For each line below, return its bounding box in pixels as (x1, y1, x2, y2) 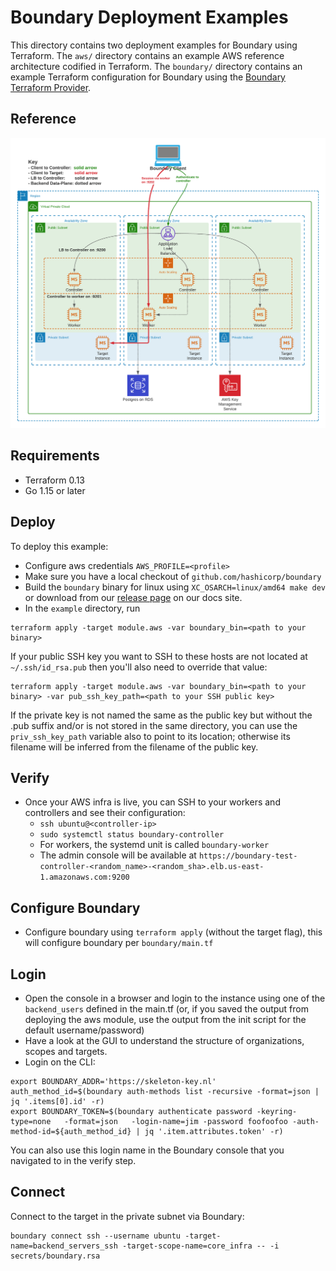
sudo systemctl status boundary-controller (39, 830, 225, 840)
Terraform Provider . (10, 81, 92, 93)
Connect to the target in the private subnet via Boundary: (10, 1210, 245, 1222)
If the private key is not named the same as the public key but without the (10, 709, 313, 721)
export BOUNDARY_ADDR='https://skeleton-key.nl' (10, 1076, 217, 1086)
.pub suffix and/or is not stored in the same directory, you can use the (10, 719, 298, 731)
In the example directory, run (24, 602, 141, 614)
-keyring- (256, 1106, 298, 1116)
